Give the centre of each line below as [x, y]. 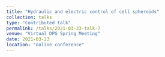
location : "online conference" [45, 45]
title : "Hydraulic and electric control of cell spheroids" [83, 12]
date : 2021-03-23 [28, 39]
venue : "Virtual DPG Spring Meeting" [53, 34]
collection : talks [29, 17]
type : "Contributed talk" [38, 23]
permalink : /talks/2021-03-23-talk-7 [53, 28]
